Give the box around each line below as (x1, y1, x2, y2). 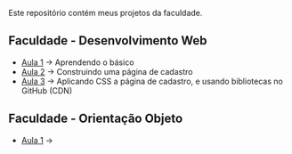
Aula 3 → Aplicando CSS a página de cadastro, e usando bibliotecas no (20, 76, 284, 86)
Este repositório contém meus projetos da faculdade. (8, 8, 203, 18)
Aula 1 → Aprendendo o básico (20, 57, 134, 68)
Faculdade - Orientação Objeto (8, 111, 183, 126)
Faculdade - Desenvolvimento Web (8, 33, 207, 48)
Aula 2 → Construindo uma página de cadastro (20, 66, 193, 77)
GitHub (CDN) (20, 85, 73, 96)
